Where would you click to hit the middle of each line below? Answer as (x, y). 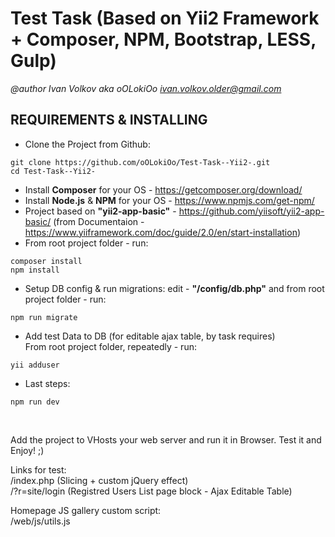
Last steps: (47, 383)
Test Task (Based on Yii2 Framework (165, 18)
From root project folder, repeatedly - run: (110, 346)
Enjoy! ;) (27, 450)
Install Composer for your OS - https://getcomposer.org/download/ (163, 189)
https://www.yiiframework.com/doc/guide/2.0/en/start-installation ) (163, 232)
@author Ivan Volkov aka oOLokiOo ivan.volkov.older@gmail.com (146, 88)
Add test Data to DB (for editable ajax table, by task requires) (150, 336)
